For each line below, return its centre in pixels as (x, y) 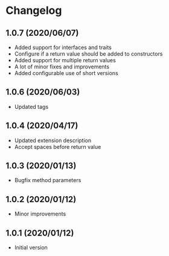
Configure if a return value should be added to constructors (88, 54)
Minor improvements (40, 214)
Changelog (34, 11)
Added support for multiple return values (65, 60)
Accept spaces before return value (58, 146)
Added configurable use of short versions (66, 73)
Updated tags (31, 107)
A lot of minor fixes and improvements (62, 67)
